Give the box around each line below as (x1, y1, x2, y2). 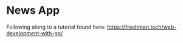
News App (6, 4, 60, 17)
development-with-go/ (6, 29, 63, 36)
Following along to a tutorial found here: (6, 23, 106, 30)
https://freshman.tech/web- (107, 23, 177, 30)
